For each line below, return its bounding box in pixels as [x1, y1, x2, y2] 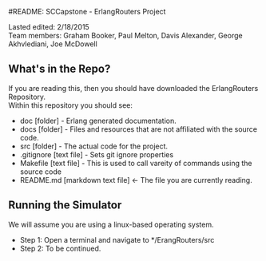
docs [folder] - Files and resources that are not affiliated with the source [19, 124, 258, 134]
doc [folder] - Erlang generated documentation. [19, 116, 177, 125]
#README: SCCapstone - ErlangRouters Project [8, 7, 166, 16]
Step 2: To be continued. [19, 243, 101, 253]
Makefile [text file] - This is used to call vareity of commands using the [19, 158, 252, 168]
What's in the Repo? [8, 62, 111, 76]
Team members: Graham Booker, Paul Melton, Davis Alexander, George [8, 31, 243, 40]
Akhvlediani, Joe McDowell [8, 39, 97, 49]
